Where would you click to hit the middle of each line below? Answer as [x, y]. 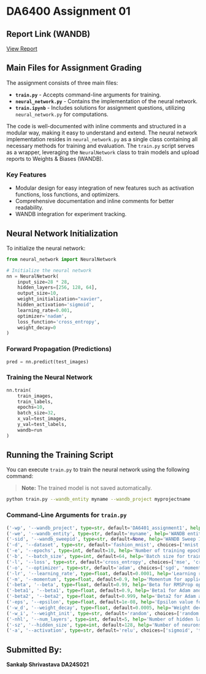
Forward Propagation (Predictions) [59, 349]
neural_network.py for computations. [62, 114]
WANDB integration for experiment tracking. [71, 214]
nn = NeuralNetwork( [33, 276]
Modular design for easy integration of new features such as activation [105, 188]
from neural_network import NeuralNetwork [61, 259]
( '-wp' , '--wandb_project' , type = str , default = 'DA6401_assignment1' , [97, 528]
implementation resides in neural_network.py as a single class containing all [102, 139]
